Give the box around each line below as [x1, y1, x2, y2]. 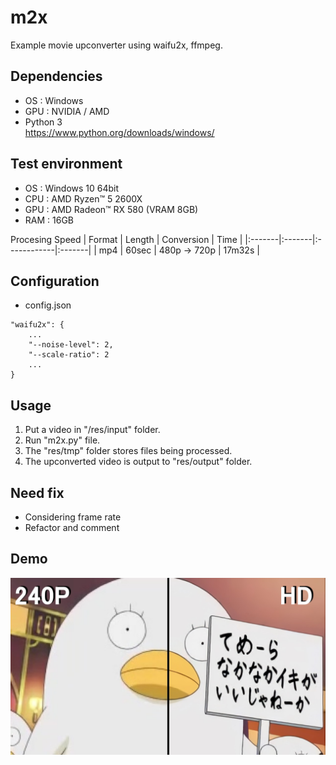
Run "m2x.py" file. [24, 434, 101, 446]
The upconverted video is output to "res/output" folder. [24, 456, 253, 468]
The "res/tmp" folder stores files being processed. [24, 445, 233, 457]
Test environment [10, 156, 123, 173]
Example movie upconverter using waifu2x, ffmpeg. [10, 39, 223, 51]
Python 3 [24, 116, 63, 128]
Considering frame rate [24, 511, 122, 523]
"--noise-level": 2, [28, 340, 114, 350]
